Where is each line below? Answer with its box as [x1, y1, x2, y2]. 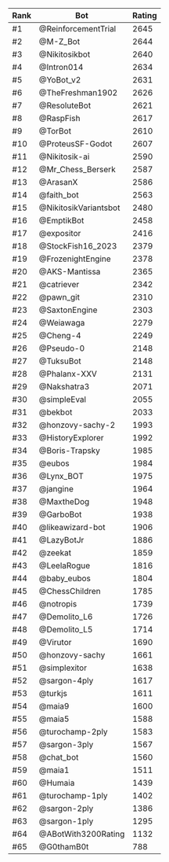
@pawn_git [38, 292, 81, 302]
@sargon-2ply [38, 803, 94, 813]
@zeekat [38, 547, 72, 558]
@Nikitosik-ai [38, 151, 90, 162]
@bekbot [38, 407, 73, 418]
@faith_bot [38, 190, 80, 200]
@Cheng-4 [38, 330, 81, 341]
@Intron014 [38, 62, 84, 72]
